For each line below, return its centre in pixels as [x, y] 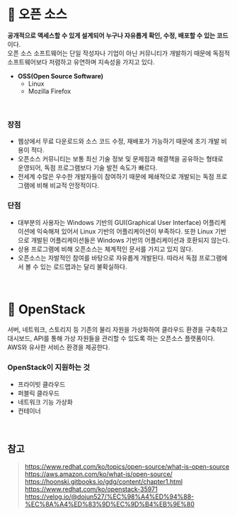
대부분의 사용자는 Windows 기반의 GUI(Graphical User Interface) [109, 222]
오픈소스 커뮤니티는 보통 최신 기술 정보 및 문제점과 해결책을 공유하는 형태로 [121, 159]
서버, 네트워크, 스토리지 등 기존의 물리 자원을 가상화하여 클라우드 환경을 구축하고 [118, 330]
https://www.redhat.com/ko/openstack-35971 [91, 489]
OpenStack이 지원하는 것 [49, 367]
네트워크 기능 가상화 [45, 402]
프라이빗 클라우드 [41, 384]
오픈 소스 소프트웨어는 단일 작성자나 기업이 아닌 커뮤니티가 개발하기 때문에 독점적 [119, 53]
